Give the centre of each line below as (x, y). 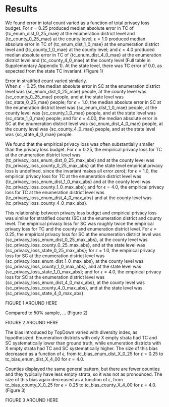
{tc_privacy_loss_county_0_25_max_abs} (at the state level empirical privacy (84, 165)
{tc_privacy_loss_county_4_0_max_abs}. (46, 203)
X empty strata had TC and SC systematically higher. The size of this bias (81, 348)
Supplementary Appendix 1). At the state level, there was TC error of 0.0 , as (84, 66)
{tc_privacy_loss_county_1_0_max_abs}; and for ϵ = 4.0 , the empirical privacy (85, 187)
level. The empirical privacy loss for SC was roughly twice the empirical (79, 223)
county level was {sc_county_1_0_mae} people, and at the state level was (81, 113)
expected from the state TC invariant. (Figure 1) (54, 71)
